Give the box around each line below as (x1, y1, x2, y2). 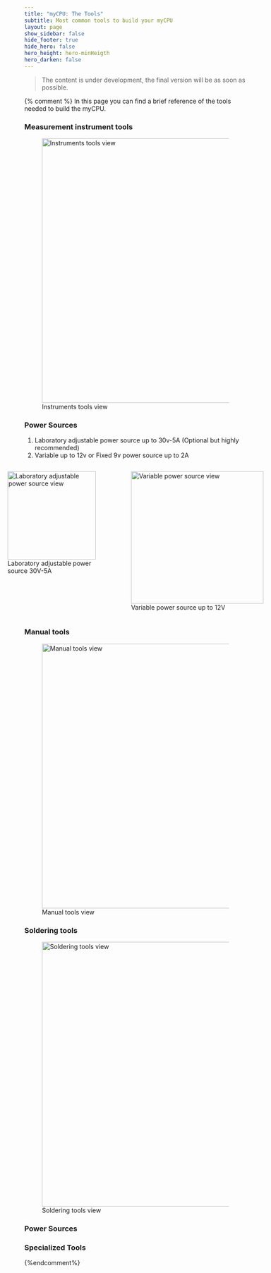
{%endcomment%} (24, 1259, 80, 1267)
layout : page (24, 23, 63, 30)
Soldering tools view (42, 1206, 102, 1214)
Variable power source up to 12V (131, 603, 226, 612)
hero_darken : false (24, 56, 82, 64)
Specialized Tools (24, 1243, 86, 1253)
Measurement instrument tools (24, 121, 133, 131)
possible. (41, 83, 68, 92)
